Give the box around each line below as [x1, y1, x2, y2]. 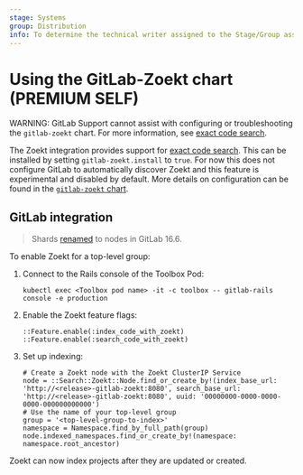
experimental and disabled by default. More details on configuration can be [9, 173, 289, 185]
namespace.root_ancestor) [22, 440, 120, 449]
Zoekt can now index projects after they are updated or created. [9, 455, 247, 466]
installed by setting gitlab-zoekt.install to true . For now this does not [9, 154, 275, 165]
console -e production [22, 294, 108, 303]
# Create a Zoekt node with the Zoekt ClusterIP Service [22, 368, 242, 377]
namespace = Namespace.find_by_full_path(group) [22, 424, 209, 433]
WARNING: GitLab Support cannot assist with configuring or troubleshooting [9, 118, 293, 129]
